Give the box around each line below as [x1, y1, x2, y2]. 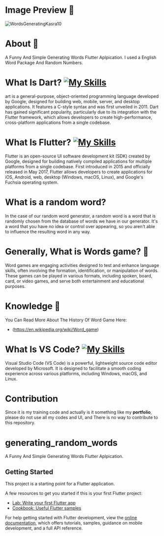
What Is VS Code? [5, 344, 80, 355]
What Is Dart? [5, 77, 62, 88]
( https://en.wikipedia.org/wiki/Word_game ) [12, 326, 99, 332]
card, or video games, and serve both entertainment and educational [5, 278, 144, 284]
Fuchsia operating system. [5, 179, 59, 185]
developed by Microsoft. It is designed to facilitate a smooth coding [5, 365, 141, 371]
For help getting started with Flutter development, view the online [5, 515, 137, 521]
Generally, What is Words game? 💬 [5, 246, 149, 257]
